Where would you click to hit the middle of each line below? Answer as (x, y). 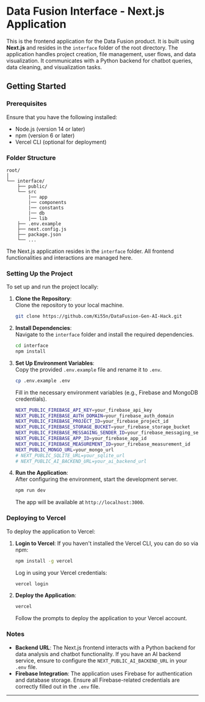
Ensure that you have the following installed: (62, 117)
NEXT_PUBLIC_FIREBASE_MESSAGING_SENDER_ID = (71, 433)
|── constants (46, 208)
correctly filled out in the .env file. (58, 686)
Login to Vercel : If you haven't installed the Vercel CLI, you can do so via (106, 543)
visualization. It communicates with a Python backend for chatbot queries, (99, 60)
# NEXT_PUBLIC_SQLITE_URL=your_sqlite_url (70, 455)
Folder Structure (31, 158)
